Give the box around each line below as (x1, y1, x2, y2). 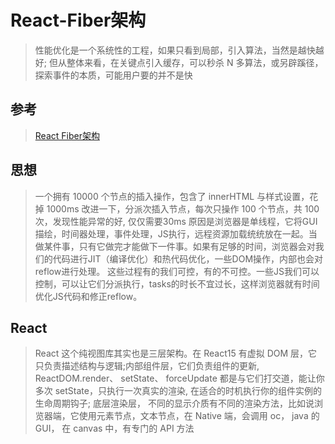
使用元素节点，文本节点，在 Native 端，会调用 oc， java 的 (78, 410, 320, 422)
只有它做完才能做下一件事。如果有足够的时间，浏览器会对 (78, 240, 316, 252)
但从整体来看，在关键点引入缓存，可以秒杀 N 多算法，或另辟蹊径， (48, 56, 324, 68)
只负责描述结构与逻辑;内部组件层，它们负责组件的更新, (34, 360, 260, 372)
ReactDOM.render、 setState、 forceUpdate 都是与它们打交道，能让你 (34, 372, 325, 385)
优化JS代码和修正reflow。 (34, 290, 143, 302)
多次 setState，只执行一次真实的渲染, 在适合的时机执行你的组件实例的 (34, 385, 322, 397)
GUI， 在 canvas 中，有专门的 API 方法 (34, 422, 195, 435)
